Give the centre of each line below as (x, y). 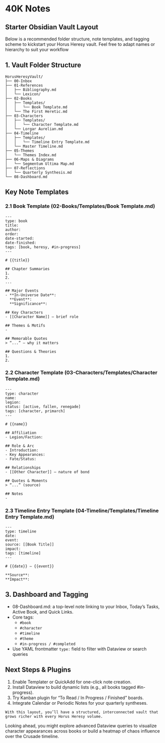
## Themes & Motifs (25, 325)
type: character (22, 394)
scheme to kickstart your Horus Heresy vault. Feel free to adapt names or (80, 44)
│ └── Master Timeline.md (34, 146)
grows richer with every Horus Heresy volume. (54, 716)
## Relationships (23, 468)
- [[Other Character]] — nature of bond (48, 472)
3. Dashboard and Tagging (47, 594)
